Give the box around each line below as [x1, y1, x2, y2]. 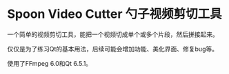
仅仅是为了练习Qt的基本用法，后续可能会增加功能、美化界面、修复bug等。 [7, 45, 219, 53]
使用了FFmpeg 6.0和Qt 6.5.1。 [7, 59, 92, 67]
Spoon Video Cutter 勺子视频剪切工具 [7, 6, 222, 22]
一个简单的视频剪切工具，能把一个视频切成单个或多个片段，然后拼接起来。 [7, 30, 219, 38]
